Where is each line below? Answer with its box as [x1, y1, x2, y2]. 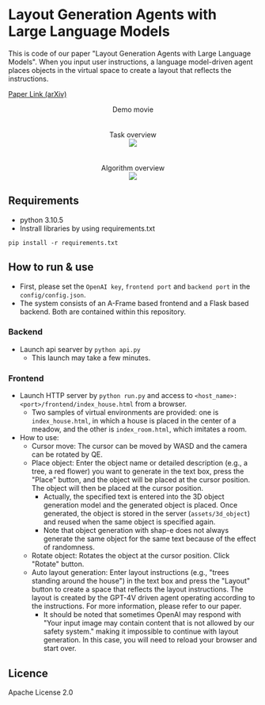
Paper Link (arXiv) [8, 89, 67, 98]
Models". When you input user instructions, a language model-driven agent [8, 57, 253, 67]
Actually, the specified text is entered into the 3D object [43, 492, 225, 501]
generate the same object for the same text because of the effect [43, 534, 256, 544]
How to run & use [8, 260, 94, 274]
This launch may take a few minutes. [31, 353, 151, 362]
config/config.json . [19, 289, 86, 299]
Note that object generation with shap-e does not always [43, 526, 229, 535]
